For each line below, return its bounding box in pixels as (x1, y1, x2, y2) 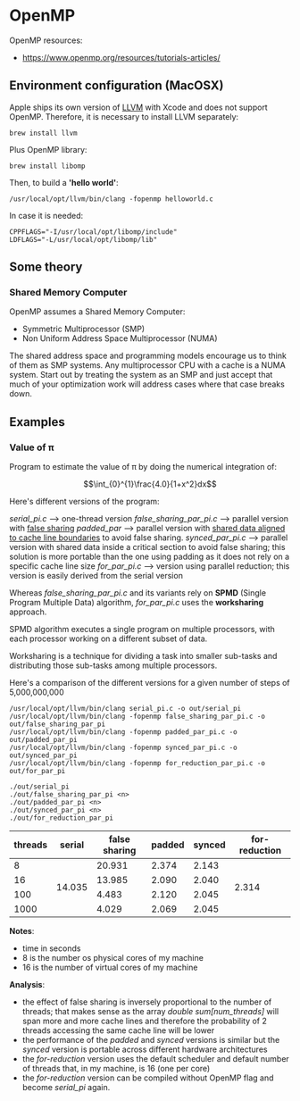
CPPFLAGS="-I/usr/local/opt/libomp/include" (9, 227, 178, 237)
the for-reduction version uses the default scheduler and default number (21, 1054, 290, 1064)
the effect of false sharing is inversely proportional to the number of (21, 997, 272, 1007)
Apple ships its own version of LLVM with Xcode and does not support (9, 102, 268, 113)
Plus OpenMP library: (9, 144, 87, 154)
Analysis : (9, 980, 46, 990)
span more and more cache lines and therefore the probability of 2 (21, 1015, 268, 1027)
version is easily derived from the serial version (9, 571, 183, 581)
